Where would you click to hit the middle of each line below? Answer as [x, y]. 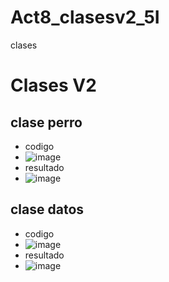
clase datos [47, 209]
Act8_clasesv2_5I [85, 17]
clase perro [46, 122]
